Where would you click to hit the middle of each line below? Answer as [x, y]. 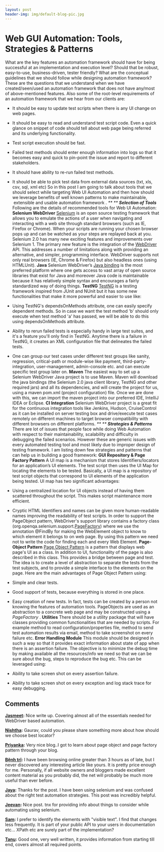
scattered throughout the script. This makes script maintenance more [82, 496]
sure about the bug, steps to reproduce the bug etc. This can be [77, 659]
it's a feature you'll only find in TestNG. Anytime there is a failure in [79, 336]
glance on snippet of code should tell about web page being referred [82, 128]
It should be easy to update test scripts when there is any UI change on [84, 108]
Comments [22, 704]
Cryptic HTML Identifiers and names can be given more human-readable [85, 511]
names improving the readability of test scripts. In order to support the [83, 516]
